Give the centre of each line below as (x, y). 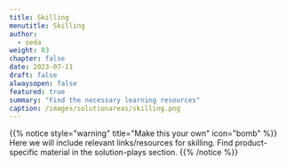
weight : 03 (29, 51)
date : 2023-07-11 (41, 67)
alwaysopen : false (43, 83)
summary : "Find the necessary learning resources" (105, 100)
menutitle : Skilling (48, 26)
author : (24, 34)
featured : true (37, 91)
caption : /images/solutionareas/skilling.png (95, 108)
